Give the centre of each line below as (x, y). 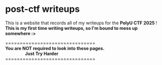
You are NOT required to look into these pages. (55, 48)
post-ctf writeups (43, 9)
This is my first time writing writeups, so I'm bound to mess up (71, 28)
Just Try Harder (42, 54)
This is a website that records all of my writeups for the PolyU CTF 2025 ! (81, 23)
